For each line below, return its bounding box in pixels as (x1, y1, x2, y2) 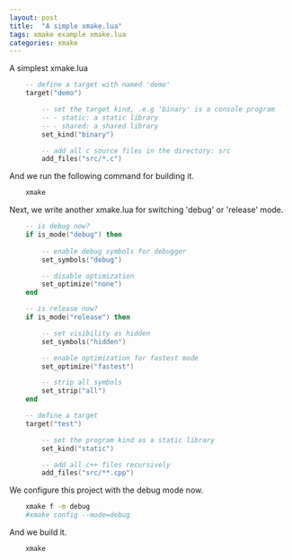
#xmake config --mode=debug (25, 511, 130, 520)
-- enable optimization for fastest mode (41, 353, 199, 362)
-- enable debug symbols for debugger (41, 246, 187, 256)
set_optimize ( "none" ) (41, 280, 123, 289)
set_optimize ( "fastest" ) (41, 361, 135, 371)
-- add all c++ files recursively (41, 460, 171, 469)
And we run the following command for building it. (9, 171, 195, 182)
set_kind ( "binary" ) (41, 129, 115, 139)
